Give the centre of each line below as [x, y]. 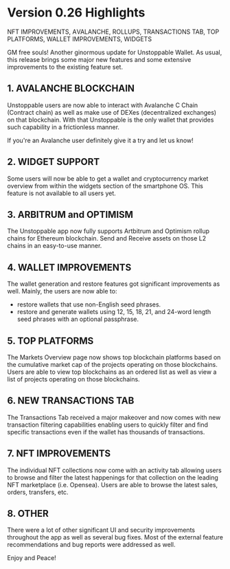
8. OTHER [28, 514]
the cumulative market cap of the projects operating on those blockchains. [112, 365]
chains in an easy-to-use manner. [55, 246]
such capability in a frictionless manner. [64, 127]
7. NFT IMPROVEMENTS [59, 454]
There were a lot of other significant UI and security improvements [101, 530]
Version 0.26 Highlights [76, 13]
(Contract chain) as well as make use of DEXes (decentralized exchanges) [112, 112]
